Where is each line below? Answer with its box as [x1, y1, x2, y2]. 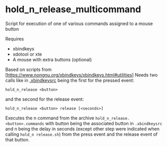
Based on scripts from [5, 66, 52, 72]
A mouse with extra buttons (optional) [12, 56, 92, 62]
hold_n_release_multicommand [5, 4, 142, 15]
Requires [5, 36, 24, 42]
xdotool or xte [12, 51, 42, 57]
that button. [5, 136, 30, 142]
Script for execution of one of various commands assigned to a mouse [5, 20, 153, 27]
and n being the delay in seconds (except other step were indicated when [5, 126, 159, 132]
